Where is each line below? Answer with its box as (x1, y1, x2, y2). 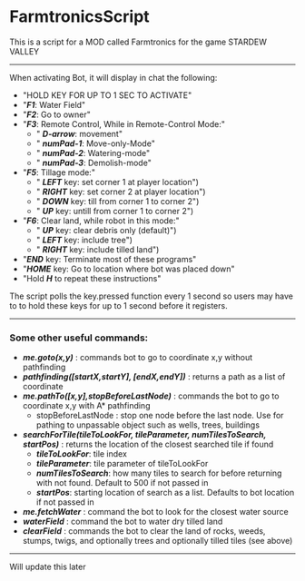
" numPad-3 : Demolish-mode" (35, 157, 152, 168)
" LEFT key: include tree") (35, 234, 133, 245)
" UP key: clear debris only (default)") (35, 224, 177, 235)
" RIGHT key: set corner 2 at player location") (35, 186, 206, 197)
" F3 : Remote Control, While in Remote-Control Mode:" (22, 118, 225, 129)
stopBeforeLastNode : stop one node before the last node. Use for (35, 410, 284, 421)
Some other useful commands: (9, 331, 149, 344)
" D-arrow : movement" (35, 128, 123, 139)
